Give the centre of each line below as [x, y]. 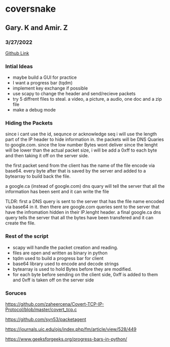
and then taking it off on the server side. [47, 156]
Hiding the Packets [29, 123]
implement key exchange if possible [50, 88]
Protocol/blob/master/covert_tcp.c [41, 310]
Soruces [16, 293]
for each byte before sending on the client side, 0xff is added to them [85, 274]
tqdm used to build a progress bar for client [58, 258]
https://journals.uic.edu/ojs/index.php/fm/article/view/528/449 [71, 329]
